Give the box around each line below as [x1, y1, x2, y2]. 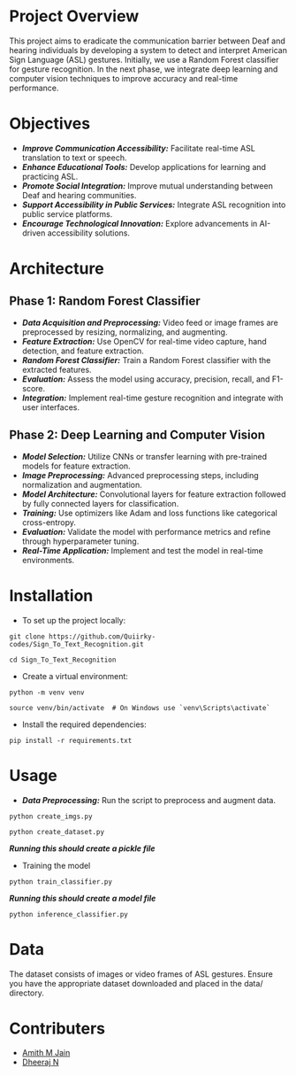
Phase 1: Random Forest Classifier [9, 294, 201, 309]
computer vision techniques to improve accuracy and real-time [9, 73, 239, 83]
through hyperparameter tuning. [21, 536, 140, 546]
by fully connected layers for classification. [21, 498, 179, 508]
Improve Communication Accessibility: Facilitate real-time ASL [21, 143, 256, 153]
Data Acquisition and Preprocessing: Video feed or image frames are [21, 317, 278, 328]
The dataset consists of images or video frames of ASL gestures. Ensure [9, 968, 274, 979]
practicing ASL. [21, 171, 79, 182]
